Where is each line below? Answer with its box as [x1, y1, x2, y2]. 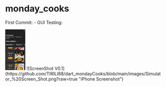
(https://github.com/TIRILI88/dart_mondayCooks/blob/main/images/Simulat [5, 71, 161, 77]
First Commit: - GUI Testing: [5, 19, 63, 25]
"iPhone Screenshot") [78, 76, 123, 82]
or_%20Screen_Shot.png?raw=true [5, 76, 78, 82]
